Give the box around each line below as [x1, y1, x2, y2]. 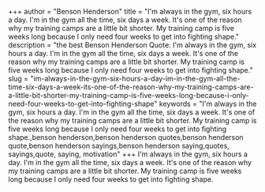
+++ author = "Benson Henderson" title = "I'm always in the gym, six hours [8, 7, 252, 16]
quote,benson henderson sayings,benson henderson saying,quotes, [8, 141, 230, 150]
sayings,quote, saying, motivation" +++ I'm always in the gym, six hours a [8, 149, 248, 159]
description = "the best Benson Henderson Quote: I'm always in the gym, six [8, 40, 257, 50]
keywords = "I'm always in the [159, 99, 257, 108]
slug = [8, 74, 29, 83]
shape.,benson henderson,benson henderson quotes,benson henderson [8, 133, 244, 141]
